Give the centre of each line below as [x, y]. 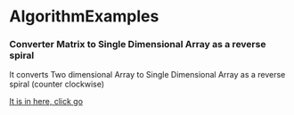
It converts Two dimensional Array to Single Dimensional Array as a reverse [147, 75]
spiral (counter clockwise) [57, 84]
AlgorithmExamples [84, 16]
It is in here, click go [46, 102]
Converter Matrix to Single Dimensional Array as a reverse [138, 45]
